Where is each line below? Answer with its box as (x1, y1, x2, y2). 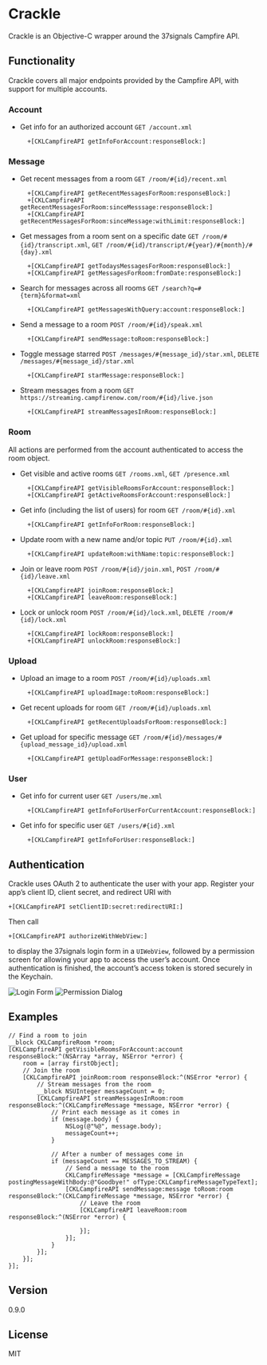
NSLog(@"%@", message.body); (65, 1122, 162, 1130)
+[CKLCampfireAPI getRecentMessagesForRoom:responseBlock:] (27, 189, 231, 198)
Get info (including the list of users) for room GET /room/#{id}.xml (19, 504, 237, 515)
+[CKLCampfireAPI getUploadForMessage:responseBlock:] (27, 754, 214, 762)
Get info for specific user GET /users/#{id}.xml (19, 821, 175, 830)
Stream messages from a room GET (19, 386, 135, 395)
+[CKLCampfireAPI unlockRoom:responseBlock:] (27, 636, 181, 645)
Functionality (8, 54, 76, 68)
